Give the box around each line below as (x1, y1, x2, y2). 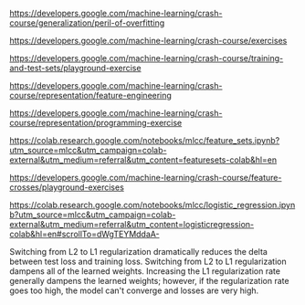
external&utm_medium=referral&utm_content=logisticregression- (9, 219, 255, 229)
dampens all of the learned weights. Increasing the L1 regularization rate (9, 266, 281, 277)
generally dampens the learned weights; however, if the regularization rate (9, 276, 289, 286)
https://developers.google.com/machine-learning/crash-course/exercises (9, 36, 288, 46)
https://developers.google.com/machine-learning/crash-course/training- (9, 53, 284, 63)
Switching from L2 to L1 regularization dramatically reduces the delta (9, 247, 268, 257)
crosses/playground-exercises (9, 182, 125, 193)
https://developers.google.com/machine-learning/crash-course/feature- (9, 173, 282, 183)
